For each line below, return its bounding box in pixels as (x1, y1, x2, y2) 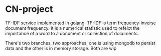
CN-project (5, 3, 53, 15)
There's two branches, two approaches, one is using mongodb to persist (5, 40, 155, 46)
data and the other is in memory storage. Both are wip (5, 45, 117, 51)
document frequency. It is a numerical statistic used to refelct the (5, 25, 140, 31)
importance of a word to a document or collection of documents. (5, 30, 139, 36)
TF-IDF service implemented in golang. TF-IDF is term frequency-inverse (5, 20, 156, 26)
